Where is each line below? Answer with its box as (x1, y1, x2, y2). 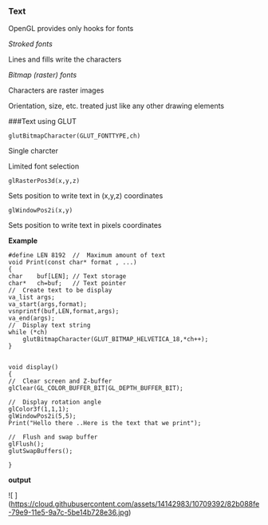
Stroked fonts (8, 39, 53, 49)
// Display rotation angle (8, 398, 102, 407)
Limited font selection (8, 161, 80, 171)
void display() (8, 364, 59, 372)
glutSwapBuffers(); (8, 447, 73, 455)
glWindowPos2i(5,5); (8, 412, 77, 420)
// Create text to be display (8, 286, 112, 295)
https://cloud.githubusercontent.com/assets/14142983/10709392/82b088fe (10, 499, 260, 509)
